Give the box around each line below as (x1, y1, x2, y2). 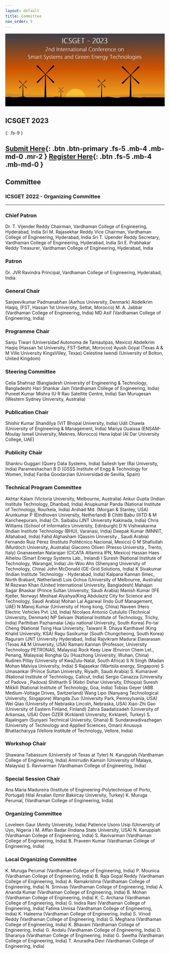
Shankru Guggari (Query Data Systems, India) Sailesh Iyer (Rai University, (5, 460, 158, 467)
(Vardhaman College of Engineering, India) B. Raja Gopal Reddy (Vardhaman (5, 873, 164, 879)
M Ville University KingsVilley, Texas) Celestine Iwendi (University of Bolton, (5, 350, 163, 356)
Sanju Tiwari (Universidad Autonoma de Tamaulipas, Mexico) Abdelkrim (5, 339, 155, 345)
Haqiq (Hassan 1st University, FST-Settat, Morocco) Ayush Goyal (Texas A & (5, 345, 163, 351)
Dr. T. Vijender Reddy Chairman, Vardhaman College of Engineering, (5, 223, 148, 229)
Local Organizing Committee (5, 856, 77, 863)
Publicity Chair (5, 449, 42, 456)
